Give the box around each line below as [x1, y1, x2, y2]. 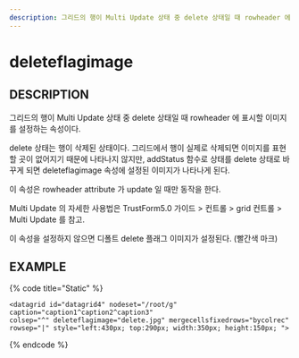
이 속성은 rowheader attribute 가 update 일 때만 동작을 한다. [9, 183, 221, 194]
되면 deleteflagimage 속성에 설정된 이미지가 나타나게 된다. [25, 165, 230, 175]
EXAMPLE [9, 260, 67, 275]
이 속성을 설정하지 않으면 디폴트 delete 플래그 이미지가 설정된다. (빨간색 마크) [9, 233, 278, 243]
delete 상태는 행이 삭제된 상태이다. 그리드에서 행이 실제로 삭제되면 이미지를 [9, 142, 270, 153]
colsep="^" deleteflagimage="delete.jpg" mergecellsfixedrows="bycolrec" [9, 316, 290, 325]
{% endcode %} [9, 339, 69, 350]
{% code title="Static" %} [9, 283, 104, 294]
